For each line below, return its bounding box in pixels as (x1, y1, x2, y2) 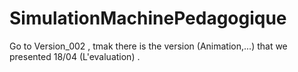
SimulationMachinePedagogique (9, 7, 287, 30)
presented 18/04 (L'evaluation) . (9, 50, 141, 62)
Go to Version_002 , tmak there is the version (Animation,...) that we (9, 40, 288, 52)
